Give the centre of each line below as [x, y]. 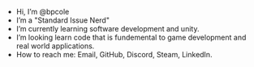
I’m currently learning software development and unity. [108, 29]
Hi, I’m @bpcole [43, 12]
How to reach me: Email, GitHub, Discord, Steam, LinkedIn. [114, 54]
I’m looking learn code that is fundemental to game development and [131, 37]
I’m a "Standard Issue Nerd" [62, 20]
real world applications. [55, 46]
